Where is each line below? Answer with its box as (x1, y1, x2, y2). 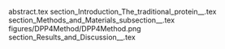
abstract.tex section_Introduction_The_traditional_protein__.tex (8, 7, 217, 16)
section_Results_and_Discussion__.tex (8, 32, 136, 42)
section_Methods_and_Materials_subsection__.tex (8, 15, 175, 25)
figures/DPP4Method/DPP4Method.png (8, 24, 141, 33)
